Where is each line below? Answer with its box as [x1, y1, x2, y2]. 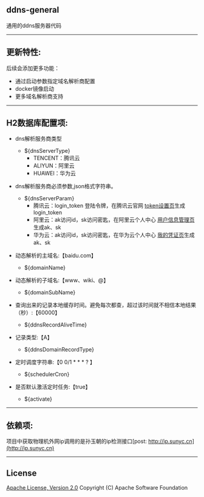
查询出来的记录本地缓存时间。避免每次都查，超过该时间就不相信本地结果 [15, 301, 196, 309]
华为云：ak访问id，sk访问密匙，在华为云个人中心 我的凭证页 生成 [33, 231, 195, 239]
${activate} [24, 395, 53, 403]
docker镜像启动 [15, 85, 55, 92]
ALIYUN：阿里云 [33, 162, 75, 169]
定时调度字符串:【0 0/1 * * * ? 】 [15, 359, 96, 366]
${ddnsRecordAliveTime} [24, 321, 87, 328]
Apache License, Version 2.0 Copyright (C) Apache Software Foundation [6, 484, 188, 492]
